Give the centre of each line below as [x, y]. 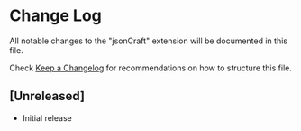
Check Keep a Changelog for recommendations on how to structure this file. [151, 68]
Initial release [47, 117]
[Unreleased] [47, 96]
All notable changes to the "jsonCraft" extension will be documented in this [149, 41]
